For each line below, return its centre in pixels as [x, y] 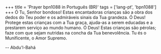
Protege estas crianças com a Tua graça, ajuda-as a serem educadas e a [79, 22]
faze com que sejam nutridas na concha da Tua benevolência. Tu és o [76, 33]
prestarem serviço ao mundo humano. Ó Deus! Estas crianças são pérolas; [80, 28]
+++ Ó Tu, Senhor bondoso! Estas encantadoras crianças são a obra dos [79, 12]
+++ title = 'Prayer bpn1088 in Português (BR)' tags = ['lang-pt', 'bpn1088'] [81, 7]
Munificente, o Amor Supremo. [36, 38]
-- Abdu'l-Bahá [20, 47]
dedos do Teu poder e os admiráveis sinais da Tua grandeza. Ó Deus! [75, 17]
